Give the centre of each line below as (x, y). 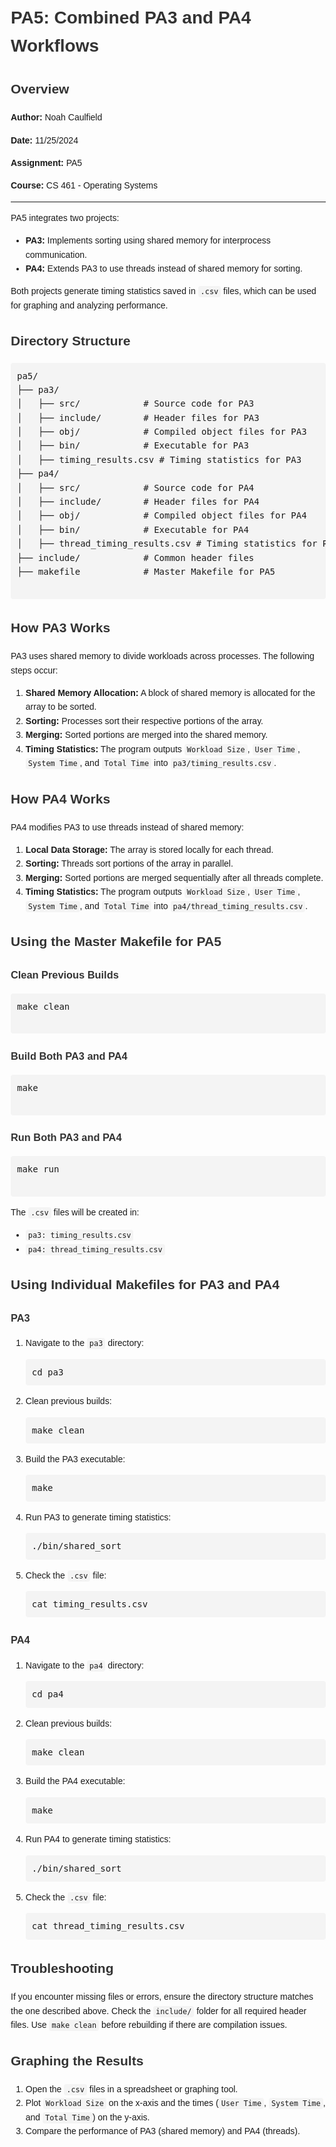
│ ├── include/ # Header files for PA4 (138, 502)
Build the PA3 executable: (75, 1459)
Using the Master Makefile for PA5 (116, 942)
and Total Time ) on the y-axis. (88, 2117)
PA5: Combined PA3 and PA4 (131, 17)
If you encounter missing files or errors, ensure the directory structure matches (162, 1997)
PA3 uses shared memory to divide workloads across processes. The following (162, 656)
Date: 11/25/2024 (44, 140)
